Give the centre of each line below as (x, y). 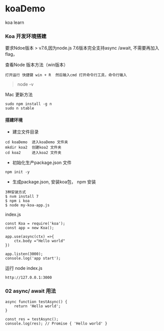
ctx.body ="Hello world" (40, 241)
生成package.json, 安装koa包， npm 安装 (54, 182)
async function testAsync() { (36, 302)
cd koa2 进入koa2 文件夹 (33, 153)
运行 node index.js (24, 268)
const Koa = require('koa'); (35, 224)
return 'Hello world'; (37, 306)
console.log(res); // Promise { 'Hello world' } (56, 324)
